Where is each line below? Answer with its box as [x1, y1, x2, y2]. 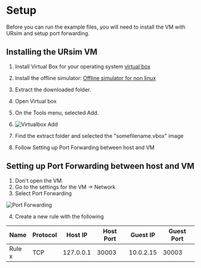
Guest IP [130, 230, 156, 239]
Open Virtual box [14, 97, 57, 104]
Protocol [32, 230, 57, 239]
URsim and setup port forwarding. [6, 29, 90, 36]
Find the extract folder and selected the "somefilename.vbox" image [14, 132, 184, 139]
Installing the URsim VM [6, 47, 98, 57]
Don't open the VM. [14, 177, 63, 184]
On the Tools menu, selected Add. [14, 109, 99, 116]
